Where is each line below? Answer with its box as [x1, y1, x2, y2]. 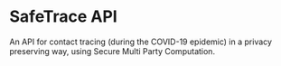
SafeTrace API [9, 6, 117, 27]
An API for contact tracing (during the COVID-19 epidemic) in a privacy [9, 36, 273, 47]
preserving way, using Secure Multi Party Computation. [9, 45, 215, 56]
